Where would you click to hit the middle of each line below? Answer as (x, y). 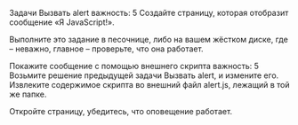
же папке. (28, 94)
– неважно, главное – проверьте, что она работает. (106, 49)
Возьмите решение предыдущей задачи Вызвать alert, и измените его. (144, 75)
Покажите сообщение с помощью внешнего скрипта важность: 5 (134, 66)
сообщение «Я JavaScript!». (62, 22)
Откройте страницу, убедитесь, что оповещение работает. (121, 111)
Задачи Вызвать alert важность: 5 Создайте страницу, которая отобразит (149, 13)
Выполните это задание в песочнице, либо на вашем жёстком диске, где (149, 39)
